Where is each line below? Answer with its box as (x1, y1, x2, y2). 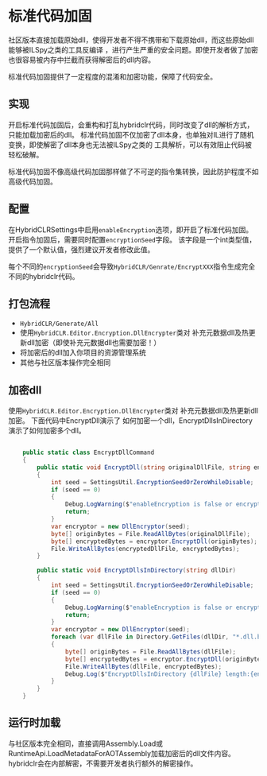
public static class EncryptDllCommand (22, 448, 155, 457)
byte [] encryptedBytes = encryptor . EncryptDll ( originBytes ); (50, 537, 258, 545)
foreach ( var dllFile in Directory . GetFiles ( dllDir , (50, 633, 229, 641)
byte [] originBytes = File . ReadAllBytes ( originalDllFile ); (50, 530, 250, 537)
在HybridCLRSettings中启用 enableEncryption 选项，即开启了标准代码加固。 (8, 224, 253, 235)
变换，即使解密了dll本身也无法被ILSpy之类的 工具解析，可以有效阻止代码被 (8, 140, 253, 149)
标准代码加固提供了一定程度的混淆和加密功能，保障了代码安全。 (8, 72, 217, 81)
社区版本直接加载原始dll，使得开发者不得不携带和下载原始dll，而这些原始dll (8, 35, 254, 45)
